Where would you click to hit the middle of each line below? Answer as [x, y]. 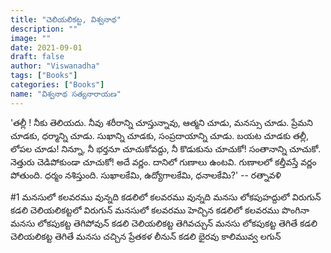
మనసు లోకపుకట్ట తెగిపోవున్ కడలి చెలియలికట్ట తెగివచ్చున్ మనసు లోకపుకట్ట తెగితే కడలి [164, 223]
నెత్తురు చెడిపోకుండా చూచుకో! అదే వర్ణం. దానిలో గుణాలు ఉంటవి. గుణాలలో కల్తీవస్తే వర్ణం [163, 162]
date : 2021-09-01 [46, 47]
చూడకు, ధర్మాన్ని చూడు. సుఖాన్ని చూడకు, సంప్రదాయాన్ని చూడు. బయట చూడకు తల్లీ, [160, 135]
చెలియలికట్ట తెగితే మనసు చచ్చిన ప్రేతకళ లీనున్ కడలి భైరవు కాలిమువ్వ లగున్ [146, 236]
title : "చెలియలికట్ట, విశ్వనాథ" [66, 19]
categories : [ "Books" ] [57, 85]
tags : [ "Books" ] [44, 76]
